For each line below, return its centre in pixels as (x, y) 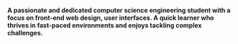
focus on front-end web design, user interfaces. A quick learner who (111, 18)
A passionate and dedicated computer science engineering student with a (119, 10)
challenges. (25, 33)
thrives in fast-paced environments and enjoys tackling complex (105, 25)
